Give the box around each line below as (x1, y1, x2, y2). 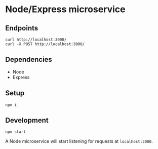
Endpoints (5, 24, 38, 32)
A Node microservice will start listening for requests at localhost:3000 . (5, 138, 153, 144)
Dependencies (5, 55, 52, 64)
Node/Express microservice (5, 4, 126, 15)
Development (5, 116, 49, 125)
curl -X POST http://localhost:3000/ (5, 42, 85, 47)
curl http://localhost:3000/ (5, 37, 67, 42)
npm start (5, 129, 26, 135)
